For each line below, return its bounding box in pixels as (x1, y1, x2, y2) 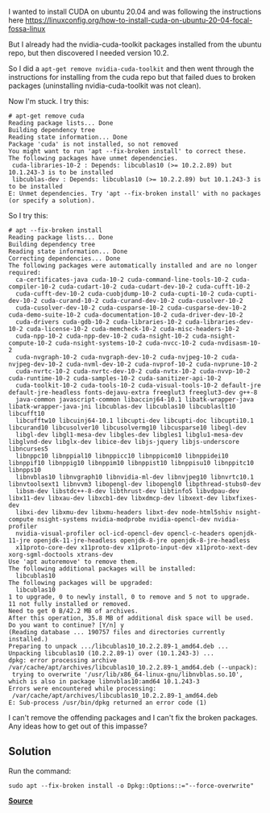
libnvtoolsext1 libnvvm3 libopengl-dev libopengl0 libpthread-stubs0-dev (8, 480, 262, 488)
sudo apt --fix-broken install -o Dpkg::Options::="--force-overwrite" (8, 782, 254, 790)
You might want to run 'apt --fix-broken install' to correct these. (8, 147, 247, 156)
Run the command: (8, 765, 72, 776)
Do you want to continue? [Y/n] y (8, 621, 125, 629)
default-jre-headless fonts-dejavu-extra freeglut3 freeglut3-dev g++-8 (8, 388, 258, 396)
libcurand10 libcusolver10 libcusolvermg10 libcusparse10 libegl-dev (8, 424, 247, 432)
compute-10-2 (8, 339, 52, 347)
